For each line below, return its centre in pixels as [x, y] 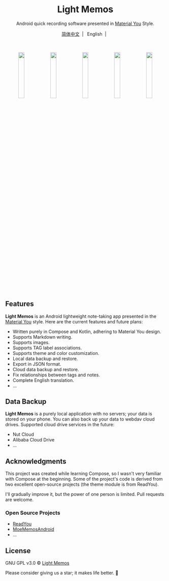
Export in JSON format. [37, 364]
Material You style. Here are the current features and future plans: [74, 321]
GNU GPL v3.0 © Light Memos [37, 563]
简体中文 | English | [84, 34]
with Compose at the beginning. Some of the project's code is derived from [84, 479]
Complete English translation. [43, 380]
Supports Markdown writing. [42, 337]
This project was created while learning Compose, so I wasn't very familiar [83, 474]
